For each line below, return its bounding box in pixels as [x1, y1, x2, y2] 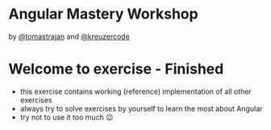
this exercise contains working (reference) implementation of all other [19, 86, 252, 96]
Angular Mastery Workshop [8, 5, 199, 23]
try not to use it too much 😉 [19, 112, 114, 122]
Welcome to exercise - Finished [8, 60, 224, 78]
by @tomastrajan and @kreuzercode [8, 31, 131, 41]
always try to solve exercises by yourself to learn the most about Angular [19, 103, 263, 113]
